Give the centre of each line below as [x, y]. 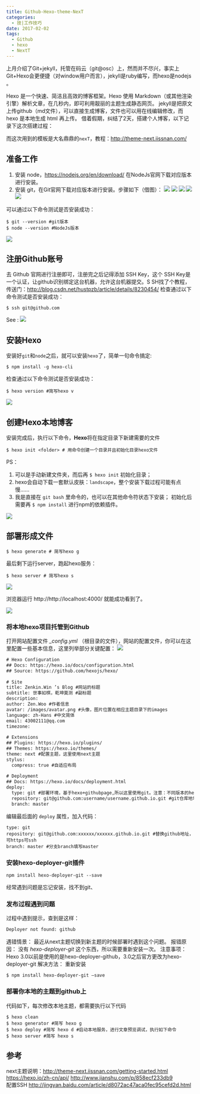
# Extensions [22, 738]
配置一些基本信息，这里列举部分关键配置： [63, 649]
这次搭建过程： [35, 125]
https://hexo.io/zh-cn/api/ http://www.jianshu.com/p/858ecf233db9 [90, 1078]
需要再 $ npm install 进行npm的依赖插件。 [68, 504]
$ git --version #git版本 [37, 221]
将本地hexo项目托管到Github [48, 627]
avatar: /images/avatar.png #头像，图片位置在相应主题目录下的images [87, 710]
